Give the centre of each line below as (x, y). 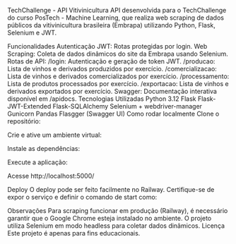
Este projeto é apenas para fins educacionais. (74, 233)
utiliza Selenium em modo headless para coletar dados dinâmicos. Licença (116, 226)
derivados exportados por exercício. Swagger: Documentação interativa (112, 91)
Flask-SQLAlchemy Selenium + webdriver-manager (128, 106)
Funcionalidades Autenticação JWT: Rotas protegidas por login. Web (107, 46)
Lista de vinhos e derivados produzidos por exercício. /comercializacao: (112, 69)
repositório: (24, 121)
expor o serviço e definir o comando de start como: (82, 197)
